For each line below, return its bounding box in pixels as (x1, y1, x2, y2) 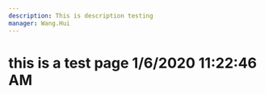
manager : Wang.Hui (8, 19, 70, 27)
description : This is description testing (8, 11, 154, 20)
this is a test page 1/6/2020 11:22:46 (8, 54, 257, 72)
